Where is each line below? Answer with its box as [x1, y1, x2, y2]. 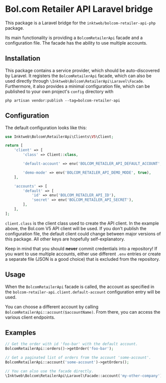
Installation [5, 54, 41, 63]
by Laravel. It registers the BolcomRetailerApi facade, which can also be [5, 73, 152, 79]
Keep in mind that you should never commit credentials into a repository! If [5, 245, 158, 251]
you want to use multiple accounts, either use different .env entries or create [5, 251, 161, 257]
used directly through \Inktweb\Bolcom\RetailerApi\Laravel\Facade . [5, 78, 144, 84]
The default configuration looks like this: [5, 125, 87, 131]
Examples [5, 329, 36, 337]
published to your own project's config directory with [5, 88, 114, 95]
